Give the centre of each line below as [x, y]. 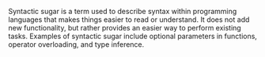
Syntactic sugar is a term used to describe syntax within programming [123, 11]
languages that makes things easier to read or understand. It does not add [129, 20]
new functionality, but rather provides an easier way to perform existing [125, 28]
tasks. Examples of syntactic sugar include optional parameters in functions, [132, 36]
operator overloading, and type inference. [76, 45]
